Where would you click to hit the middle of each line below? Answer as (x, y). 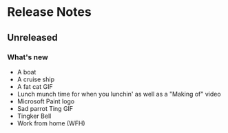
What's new (28, 57)
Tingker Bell (34, 116)
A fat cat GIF (35, 86)
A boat (27, 72)
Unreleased (33, 38)
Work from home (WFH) (51, 123)
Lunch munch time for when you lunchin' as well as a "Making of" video (119, 94)
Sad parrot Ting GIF (45, 108)
